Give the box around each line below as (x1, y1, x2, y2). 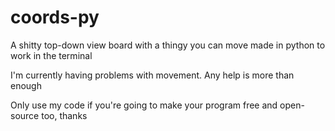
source (10, 109, 40, 121)
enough (10, 79, 42, 91)
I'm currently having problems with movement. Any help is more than (10, 69, 295, 81)
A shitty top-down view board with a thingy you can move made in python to (10, 39, 326, 51)
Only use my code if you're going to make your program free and (10, 99, 278, 111)
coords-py (10, 6, 100, 29)
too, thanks (41, 109, 88, 121)
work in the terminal (10, 49, 93, 61)
